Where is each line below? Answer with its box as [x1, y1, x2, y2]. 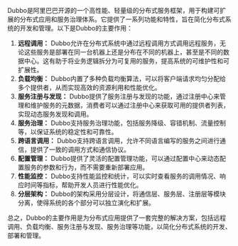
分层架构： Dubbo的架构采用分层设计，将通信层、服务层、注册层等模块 [17, 190, 226, 198]
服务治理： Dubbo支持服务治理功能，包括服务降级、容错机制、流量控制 [17, 119, 226, 127]
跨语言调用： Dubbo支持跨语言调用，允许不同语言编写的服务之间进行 [17, 137, 220, 145]
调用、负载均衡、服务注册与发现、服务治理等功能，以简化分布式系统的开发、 [7, 223, 232, 230]
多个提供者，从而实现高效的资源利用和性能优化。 [17, 84, 161, 91]
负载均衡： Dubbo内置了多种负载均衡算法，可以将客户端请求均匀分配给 [17, 74, 226, 83]
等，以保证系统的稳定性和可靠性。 [17, 128, 118, 136]
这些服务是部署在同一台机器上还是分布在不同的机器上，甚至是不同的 [23, 48, 224, 56]
